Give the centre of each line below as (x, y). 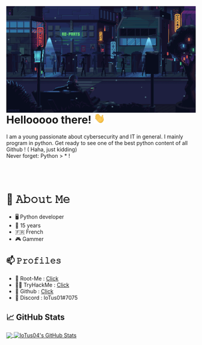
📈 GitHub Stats (35, 318)
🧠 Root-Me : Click (37, 278)
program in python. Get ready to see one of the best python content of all (97, 143)
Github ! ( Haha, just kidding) (42, 149)
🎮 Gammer (29, 239)
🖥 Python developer (39, 217)
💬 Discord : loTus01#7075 (46, 297)
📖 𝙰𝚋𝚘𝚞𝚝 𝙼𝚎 (38, 200)
